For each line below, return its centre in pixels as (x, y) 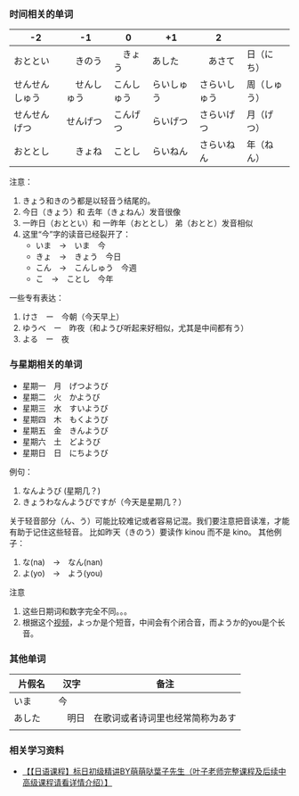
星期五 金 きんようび (65, 430)
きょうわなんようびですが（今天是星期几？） (104, 502)
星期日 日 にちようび (65, 452)
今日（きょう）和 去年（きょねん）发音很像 (101, 212)
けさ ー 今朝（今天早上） (73, 317)
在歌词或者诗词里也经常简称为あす (166, 717)
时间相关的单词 (41, 13)
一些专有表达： (36, 298)
